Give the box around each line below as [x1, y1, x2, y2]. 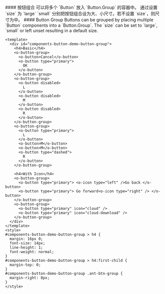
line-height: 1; [9, 245, 43, 250]
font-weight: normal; [9, 249, 55, 254]
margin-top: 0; [9, 262, 41, 267]
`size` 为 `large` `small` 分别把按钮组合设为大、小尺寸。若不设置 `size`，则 [5, 11, 156, 16]
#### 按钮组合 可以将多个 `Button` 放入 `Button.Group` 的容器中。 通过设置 [5, 4, 158, 10]
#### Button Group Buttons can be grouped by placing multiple [23, 17, 154, 23]
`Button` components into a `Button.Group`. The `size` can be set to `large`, [5, 22, 158, 28]
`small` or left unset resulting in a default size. [5, 28, 98, 33]
